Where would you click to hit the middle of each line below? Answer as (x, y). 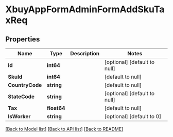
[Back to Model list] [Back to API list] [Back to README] (64, 129)
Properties (23, 39)
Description (85, 53)
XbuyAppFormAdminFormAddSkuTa (85, 9)
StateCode (21, 97)
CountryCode (25, 85)
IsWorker (19, 116)
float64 (56, 108)
